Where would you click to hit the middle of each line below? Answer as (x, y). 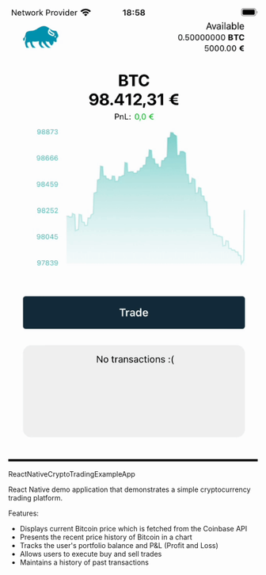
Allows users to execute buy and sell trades (91, 554)
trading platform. (36, 498)
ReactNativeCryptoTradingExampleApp (72, 474)
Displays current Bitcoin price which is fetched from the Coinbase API (133, 529)
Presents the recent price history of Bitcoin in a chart (106, 537)
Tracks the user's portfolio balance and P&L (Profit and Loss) (119, 546)
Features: (24, 513)
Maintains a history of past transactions (84, 562)
